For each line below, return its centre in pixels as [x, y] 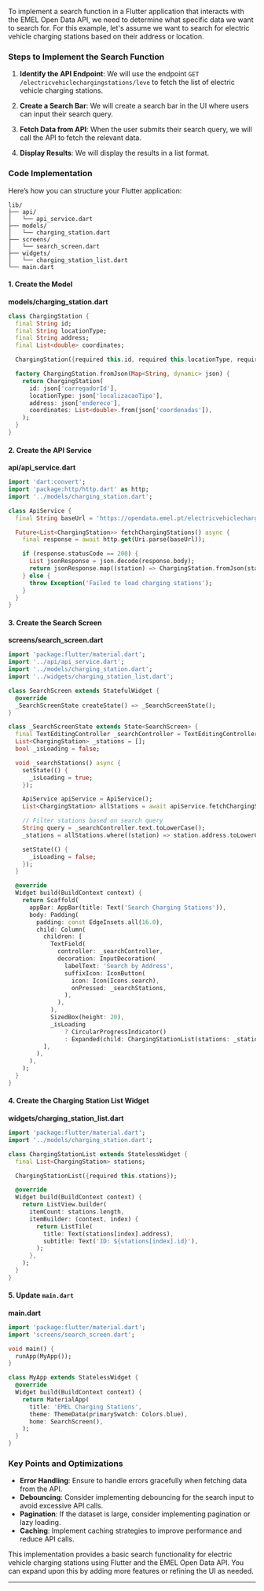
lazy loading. [40, 1523]
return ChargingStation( [63, 381]
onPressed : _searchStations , [119, 988]
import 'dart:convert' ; [47, 482]
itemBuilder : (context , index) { [84, 1219]
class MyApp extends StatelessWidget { [73, 1378]
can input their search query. [66, 114]
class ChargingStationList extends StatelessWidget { [98, 1154]
